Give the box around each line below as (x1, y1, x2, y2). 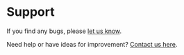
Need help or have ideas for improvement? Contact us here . (6, 40, 178, 48)
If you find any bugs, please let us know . (6, 27, 122, 35)
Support (6, 4, 55, 20)
